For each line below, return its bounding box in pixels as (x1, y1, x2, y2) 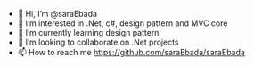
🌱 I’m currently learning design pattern (17, 28, 160, 37)
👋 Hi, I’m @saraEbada (17, 9, 98, 19)
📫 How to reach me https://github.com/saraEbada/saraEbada (17, 47, 245, 57)
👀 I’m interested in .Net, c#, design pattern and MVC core (17, 18, 228, 29)
